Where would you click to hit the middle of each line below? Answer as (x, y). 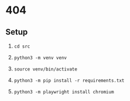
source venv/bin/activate (45, 69)
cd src (22, 46)
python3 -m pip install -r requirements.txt (69, 80)
